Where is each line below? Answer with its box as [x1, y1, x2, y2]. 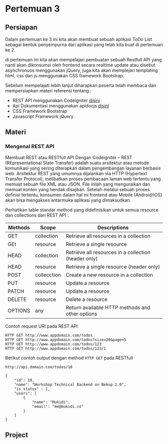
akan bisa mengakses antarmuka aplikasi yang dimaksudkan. [5, 197, 131, 203]
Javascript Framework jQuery [12, 113, 74, 119]
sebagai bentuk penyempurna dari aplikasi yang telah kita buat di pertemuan [5, 42, 163, 48]
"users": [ [14, 391, 37, 396]
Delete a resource [65, 295, 107, 303]
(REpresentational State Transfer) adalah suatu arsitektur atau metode [5, 160, 149, 166]
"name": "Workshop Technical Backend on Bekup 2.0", [14, 382, 126, 387]
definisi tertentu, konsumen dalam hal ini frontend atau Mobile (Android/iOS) [5, 192, 162, 198]
